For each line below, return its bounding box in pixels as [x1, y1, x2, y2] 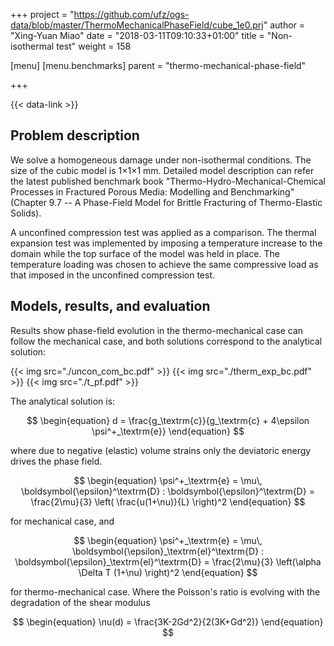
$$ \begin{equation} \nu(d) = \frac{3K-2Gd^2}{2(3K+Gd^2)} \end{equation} [12, 615, 324, 628]
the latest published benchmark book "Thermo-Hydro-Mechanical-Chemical [10, 175, 327, 187]
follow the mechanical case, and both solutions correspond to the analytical [10, 335, 323, 347]
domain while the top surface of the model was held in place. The [10, 247, 280, 259]
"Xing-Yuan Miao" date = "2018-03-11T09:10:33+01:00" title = [10, 30, 265, 41]
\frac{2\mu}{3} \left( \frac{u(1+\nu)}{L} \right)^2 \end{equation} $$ [30, 495, 306, 508]
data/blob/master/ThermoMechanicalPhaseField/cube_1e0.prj [10, 19, 264, 31]
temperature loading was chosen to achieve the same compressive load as [10, 258, 319, 270]
